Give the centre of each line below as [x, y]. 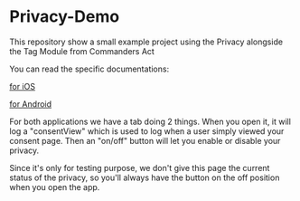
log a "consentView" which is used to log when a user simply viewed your [147, 131]
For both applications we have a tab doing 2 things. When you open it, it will [150, 121]
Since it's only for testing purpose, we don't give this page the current [140, 167]
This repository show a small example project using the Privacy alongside [146, 42]
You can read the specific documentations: [89, 69]
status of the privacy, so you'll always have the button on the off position [145, 177]
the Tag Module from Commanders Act [82, 51]
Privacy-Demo [65, 17]
